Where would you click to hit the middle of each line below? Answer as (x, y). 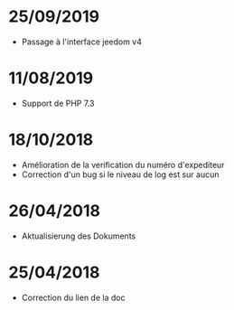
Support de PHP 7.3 (58, 103)
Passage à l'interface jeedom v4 (81, 42)
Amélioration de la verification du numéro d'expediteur (123, 164)
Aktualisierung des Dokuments (79, 236)
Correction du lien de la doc (73, 297)
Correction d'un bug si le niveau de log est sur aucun (120, 174)
